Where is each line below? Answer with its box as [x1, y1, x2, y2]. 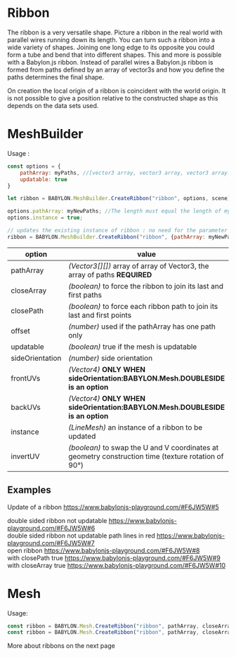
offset [11, 326, 30, 336]
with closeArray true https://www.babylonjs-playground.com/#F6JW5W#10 [7, 561, 226, 569]
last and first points [67, 310, 132, 320]
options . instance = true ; [7, 214, 83, 222]
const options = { [7, 163, 61, 170]
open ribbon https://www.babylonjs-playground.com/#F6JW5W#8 [7, 546, 200, 555]
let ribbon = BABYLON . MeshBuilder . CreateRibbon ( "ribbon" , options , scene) [7, 195, 231, 202]
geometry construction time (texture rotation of [67, 451, 224, 461]
